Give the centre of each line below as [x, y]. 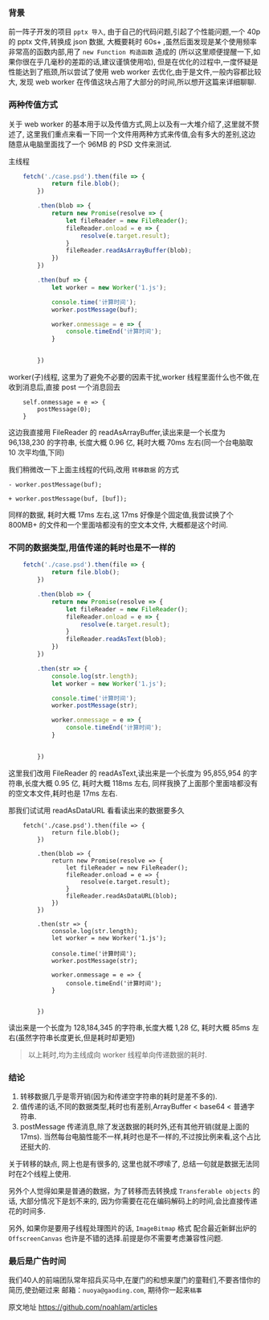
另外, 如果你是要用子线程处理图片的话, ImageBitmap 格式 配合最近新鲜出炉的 [132, 1228]
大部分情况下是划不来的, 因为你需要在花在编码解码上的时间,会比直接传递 [138, 1201]
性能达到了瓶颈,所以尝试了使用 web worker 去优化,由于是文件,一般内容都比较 [135, 72]
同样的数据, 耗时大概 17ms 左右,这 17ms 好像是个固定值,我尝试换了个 [121, 515]
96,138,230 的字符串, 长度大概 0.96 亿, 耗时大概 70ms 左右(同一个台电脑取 [131, 442]
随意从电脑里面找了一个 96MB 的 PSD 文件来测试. [90, 144]
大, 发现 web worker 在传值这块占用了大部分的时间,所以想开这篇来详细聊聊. [132, 82]
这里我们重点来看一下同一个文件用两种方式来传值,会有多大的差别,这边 [141, 134]
